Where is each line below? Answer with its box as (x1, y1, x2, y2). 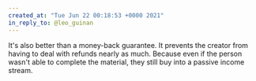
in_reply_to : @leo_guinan (8, 19, 93, 27)
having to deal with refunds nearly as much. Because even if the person (8, 49, 243, 58)
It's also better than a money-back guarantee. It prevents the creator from (8, 40, 249, 50)
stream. (8, 65, 33, 75)
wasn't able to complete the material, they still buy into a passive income (8, 57, 245, 67)
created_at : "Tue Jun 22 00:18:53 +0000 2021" (8, 11, 164, 20)
